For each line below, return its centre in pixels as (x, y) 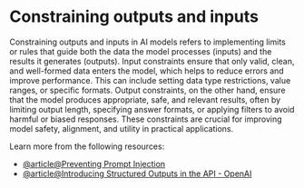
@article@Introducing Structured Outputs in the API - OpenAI (137, 173)
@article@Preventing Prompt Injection (94, 163)
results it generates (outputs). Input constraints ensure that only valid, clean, (152, 61)
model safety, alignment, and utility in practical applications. (122, 128)
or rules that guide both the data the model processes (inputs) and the (141, 51)
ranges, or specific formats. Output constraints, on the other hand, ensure (147, 90)
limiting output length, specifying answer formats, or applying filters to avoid (152, 109)
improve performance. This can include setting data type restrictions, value (150, 80)
